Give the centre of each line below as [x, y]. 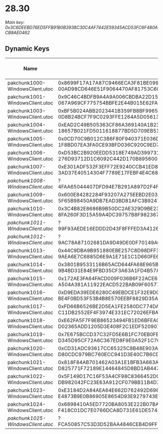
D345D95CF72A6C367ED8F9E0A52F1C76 [109, 340]
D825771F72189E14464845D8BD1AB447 [109, 368]
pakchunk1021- [27, 362]
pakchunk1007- [27, 167]
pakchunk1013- [27, 250]
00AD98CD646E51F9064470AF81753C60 [109, 89]
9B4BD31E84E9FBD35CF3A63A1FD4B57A [109, 270]
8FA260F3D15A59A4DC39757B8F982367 [109, 214]
